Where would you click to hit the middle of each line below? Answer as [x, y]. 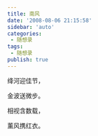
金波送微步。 [26, 95]
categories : [24, 33]
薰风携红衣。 [26, 125]
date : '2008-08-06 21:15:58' [50, 20]
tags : [15, 47]
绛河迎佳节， [26, 80]
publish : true [28, 60]
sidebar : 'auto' [31, 27]
